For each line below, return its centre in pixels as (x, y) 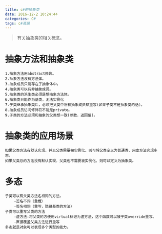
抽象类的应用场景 (40, 136)
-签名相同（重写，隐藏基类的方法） (44, 207)
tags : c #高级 (18, 23)
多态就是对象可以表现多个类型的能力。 (38, 227)
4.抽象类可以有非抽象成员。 (29, 89)
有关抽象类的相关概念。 (40, 38)
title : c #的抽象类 (22, 10)
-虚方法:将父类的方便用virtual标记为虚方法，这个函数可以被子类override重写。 (85, 217)
